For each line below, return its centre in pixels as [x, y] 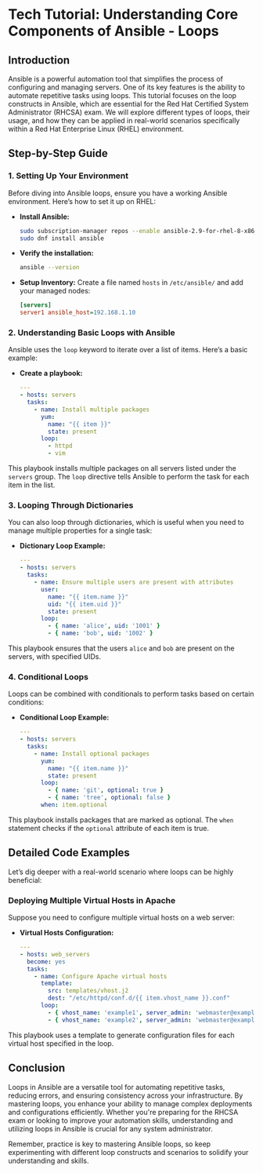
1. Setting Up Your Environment [68, 176]
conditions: [26, 702]
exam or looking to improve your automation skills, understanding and [121, 1120]
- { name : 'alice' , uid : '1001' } [104, 626]
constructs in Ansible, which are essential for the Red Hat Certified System [128, 104]
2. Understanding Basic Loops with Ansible [92, 333]
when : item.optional [74, 805]
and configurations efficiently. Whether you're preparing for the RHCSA [123, 1112]
